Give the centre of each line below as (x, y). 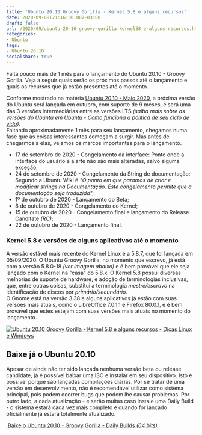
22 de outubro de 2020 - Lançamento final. (69, 225)
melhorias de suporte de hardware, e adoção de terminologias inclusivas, (97, 279)
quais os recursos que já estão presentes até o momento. (78, 86)
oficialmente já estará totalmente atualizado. (61, 413)
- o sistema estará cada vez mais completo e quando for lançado (87, 407)
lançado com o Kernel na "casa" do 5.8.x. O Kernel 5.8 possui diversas (94, 273)
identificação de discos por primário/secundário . (67, 292)
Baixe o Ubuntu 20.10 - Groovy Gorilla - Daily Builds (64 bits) (82, 425)
